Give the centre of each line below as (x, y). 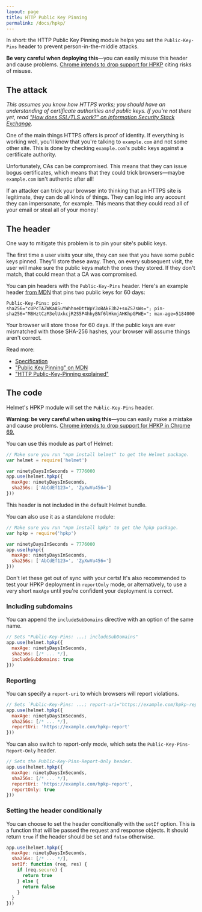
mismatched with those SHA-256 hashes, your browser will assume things (98, 331)
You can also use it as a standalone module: (61, 516)
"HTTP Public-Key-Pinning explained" (62, 374)
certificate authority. (32, 155)
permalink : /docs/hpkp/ (36, 23)
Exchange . (20, 123)
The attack (27, 90)
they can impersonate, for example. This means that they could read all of (98, 204)
